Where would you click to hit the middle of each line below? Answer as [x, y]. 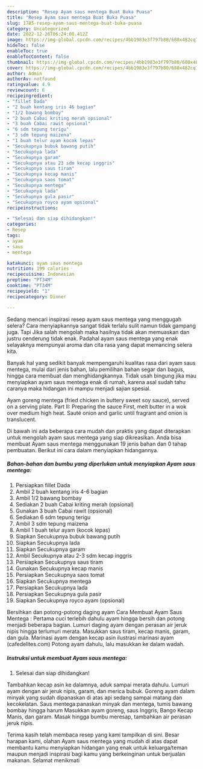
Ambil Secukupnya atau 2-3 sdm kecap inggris [73, 556]
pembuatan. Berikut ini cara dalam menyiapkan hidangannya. [83, 450]
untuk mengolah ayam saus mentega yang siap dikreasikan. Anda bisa [94, 437]
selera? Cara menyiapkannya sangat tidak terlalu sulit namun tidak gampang [101, 325]
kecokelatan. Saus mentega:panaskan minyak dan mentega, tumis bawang [99, 704]
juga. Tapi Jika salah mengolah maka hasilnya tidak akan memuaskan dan [98, 332]
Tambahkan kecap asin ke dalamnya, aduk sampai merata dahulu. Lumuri [98, 685]
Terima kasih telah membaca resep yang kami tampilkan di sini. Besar [93, 735]
